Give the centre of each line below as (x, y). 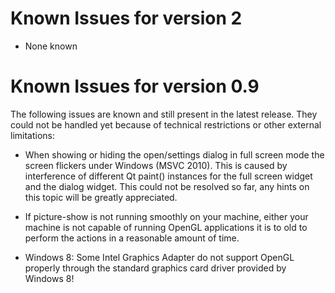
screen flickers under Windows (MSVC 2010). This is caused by (156, 165)
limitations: (33, 135)
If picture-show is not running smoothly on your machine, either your (166, 216)
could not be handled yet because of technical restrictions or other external (166, 124)
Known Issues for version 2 (126, 18)
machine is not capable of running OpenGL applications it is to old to (166, 227)
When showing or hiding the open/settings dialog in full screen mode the (174, 154)
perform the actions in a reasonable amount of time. (132, 238)
